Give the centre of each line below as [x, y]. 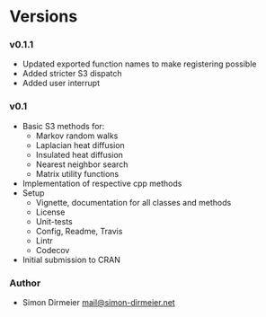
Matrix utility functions [77, 173]
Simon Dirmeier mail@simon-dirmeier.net [98, 303]
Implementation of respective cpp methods [102, 183]
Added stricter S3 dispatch [72, 74]
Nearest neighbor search [82, 164]
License [50, 212]
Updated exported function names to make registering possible [139, 64]
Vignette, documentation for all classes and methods [133, 202]
